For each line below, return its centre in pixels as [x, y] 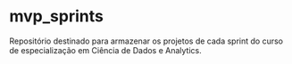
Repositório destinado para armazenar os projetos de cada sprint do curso [146, 41]
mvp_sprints [57, 16]
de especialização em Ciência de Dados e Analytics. [106, 50]
